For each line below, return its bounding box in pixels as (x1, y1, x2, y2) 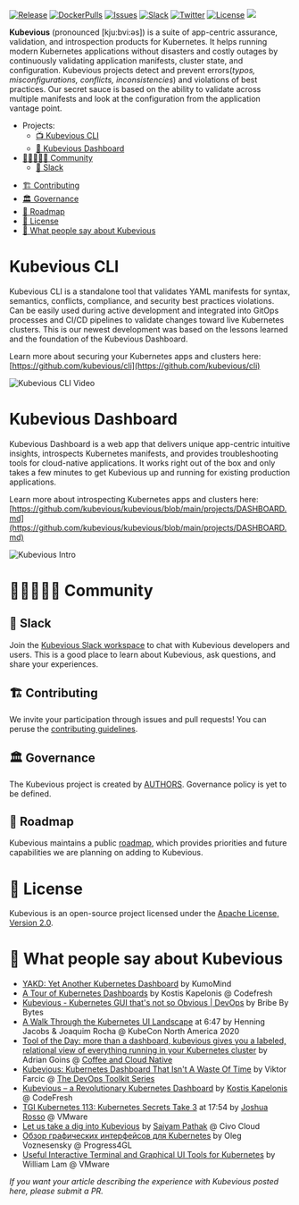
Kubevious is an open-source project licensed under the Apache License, (9, 908, 279, 919)
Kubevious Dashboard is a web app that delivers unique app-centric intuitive (9, 438, 291, 449)
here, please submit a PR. (9, 1185, 104, 1197)
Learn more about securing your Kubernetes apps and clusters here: (9, 350, 262, 361)
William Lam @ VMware (21, 1159, 110, 1170)
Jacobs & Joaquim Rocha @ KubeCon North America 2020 (21, 1026, 240, 1037)
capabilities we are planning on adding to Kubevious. (9, 847, 203, 858)
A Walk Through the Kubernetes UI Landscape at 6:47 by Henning (21, 1016, 266, 1027)
